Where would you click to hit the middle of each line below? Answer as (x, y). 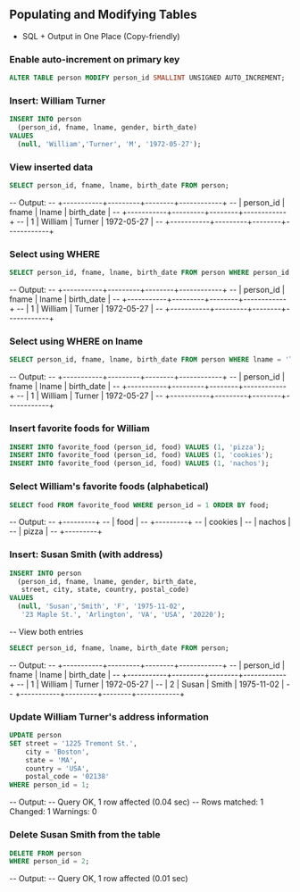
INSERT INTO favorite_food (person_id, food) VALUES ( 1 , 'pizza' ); (137, 447)
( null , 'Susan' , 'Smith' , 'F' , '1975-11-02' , (101, 606)
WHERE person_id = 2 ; (50, 862)
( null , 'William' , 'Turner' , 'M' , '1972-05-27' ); (109, 144)
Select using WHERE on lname (76, 341)
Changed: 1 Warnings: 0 (53, 812)
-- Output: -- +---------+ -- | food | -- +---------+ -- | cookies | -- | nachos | (150, 522)
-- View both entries (46, 631)
